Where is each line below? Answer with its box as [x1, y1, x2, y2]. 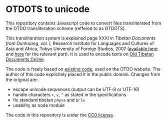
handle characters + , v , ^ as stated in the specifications [12, 91, 126, 97]
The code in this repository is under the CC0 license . [5, 111, 114, 118]
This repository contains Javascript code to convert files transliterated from [5, 20, 161, 26]
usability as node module [12, 102, 65, 108]
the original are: [5, 76, 38, 82]
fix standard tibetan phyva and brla [12, 96, 85, 103]
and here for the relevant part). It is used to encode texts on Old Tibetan [5, 51, 154, 57]
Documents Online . [5, 56, 45, 62]
